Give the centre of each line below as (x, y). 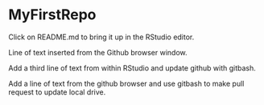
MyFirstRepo (52, 15)
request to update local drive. (57, 92)
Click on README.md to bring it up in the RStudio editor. (101, 37)
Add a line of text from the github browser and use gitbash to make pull (126, 83)
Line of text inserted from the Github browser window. (98, 52)
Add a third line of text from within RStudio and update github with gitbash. (132, 68)
